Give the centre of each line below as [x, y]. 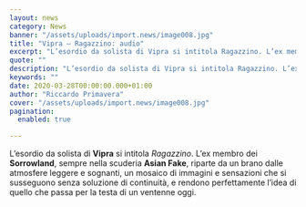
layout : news [34, 18]
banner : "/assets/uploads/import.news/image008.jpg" [112, 35]
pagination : [32, 111]
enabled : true [44, 119]
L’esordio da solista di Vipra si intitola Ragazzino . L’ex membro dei [133, 154]
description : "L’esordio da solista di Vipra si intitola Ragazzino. [144, 69]
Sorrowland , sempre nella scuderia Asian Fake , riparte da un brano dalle [147, 163]
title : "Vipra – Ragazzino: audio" [77, 43]
